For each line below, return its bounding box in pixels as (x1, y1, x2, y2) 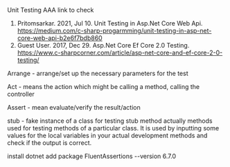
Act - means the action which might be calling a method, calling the (7, 83, 200, 90)
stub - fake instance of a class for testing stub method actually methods (7, 117, 213, 125)
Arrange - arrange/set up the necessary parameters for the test (7, 69, 188, 77)
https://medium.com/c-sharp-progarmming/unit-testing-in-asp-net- (17, 27, 212, 35)
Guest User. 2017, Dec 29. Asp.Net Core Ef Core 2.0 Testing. (17, 41, 190, 49)
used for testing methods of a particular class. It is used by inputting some (7, 124, 220, 132)
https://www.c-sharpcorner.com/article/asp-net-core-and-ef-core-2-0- (17, 48, 223, 57)
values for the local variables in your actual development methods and (7, 131, 208, 139)
